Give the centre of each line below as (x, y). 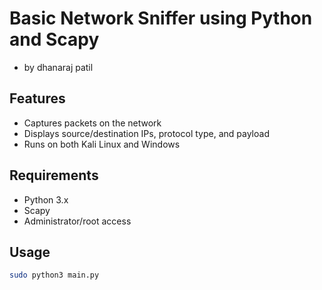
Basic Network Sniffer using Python (161, 18)
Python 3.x (46, 199)
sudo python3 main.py (54, 275)
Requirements (54, 175)
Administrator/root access (77, 221)
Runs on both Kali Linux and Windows (102, 144)
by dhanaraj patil (58, 67)
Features (37, 98)
